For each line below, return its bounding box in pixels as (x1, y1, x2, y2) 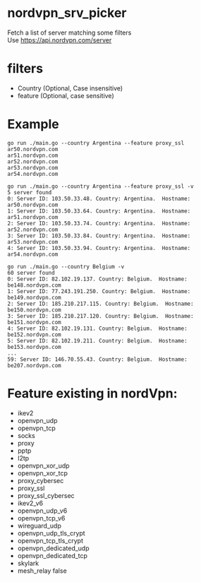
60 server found (7, 269, 55, 276)
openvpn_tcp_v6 (17, 513, 66, 522)
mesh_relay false (17, 566, 67, 575)
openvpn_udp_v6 (17, 506, 68, 515)
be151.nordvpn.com (7, 319, 61, 326)
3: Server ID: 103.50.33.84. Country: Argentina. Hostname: (7, 232, 191, 239)
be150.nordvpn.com (7, 306, 61, 314)
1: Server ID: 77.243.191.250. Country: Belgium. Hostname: (7, 287, 191, 295)
